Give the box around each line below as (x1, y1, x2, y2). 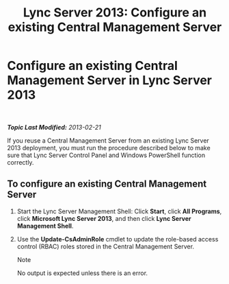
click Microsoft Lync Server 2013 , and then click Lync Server (16, 214, 191, 222)
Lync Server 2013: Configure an (23, 5, 207, 21)
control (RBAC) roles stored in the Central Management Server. (16, 242, 195, 250)
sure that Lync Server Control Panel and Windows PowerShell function (7, 151, 206, 159)
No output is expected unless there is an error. (16, 269, 148, 277)
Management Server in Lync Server (7, 73, 212, 88)
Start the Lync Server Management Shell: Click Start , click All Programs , (16, 207, 222, 215)
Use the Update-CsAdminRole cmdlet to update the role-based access (16, 235, 219, 243)
